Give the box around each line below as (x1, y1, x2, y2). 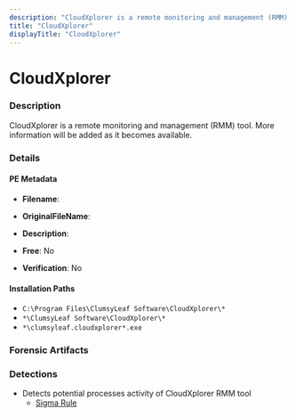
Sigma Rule (35, 397, 77, 408)
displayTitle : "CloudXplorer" (9, 29, 122, 38)
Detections (9, 368, 58, 380)
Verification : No (21, 262, 83, 273)
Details (9, 151, 41, 164)
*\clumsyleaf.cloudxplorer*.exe (21, 323, 142, 332)
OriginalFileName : (21, 210, 91, 221)
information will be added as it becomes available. (9, 129, 193, 140)
